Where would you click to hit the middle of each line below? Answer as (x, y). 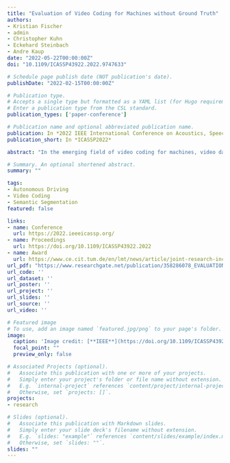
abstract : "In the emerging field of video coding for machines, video (111, 152)
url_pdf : (20, 265)
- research (23, 405)
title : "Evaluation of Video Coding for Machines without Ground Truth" (113, 13)
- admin (18, 33)
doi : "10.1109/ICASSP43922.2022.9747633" (67, 64)
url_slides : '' (29, 298)
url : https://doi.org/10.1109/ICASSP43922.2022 (82, 247)
